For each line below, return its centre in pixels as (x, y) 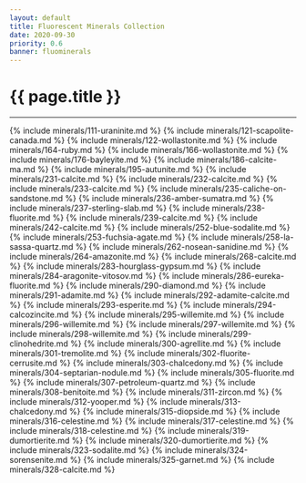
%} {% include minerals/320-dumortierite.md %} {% (170, 441)
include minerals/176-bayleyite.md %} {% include (102, 159)
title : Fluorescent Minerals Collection (87, 26)
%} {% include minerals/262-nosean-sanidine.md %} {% (182, 247)
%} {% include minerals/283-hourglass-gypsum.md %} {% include (135, 266)
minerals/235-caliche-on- (238, 189)
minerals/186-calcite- (237, 159)
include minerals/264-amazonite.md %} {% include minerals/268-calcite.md (153, 257)
